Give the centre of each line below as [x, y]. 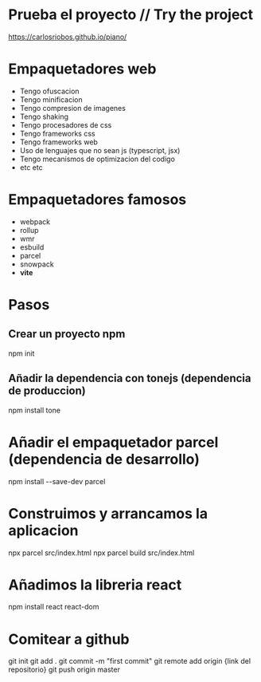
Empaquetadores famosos [97, 200]
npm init [21, 353]
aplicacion [43, 530]
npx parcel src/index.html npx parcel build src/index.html [101, 553]
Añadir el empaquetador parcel [113, 442]
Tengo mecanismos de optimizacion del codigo [97, 159]
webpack [35, 222]
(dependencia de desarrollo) [104, 459]
